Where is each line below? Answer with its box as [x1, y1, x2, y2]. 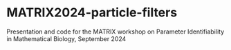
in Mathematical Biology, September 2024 [6, 34, 127, 42]
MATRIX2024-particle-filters [6, 5, 178, 21]
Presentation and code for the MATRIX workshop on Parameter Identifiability [6, 27, 225, 36]
